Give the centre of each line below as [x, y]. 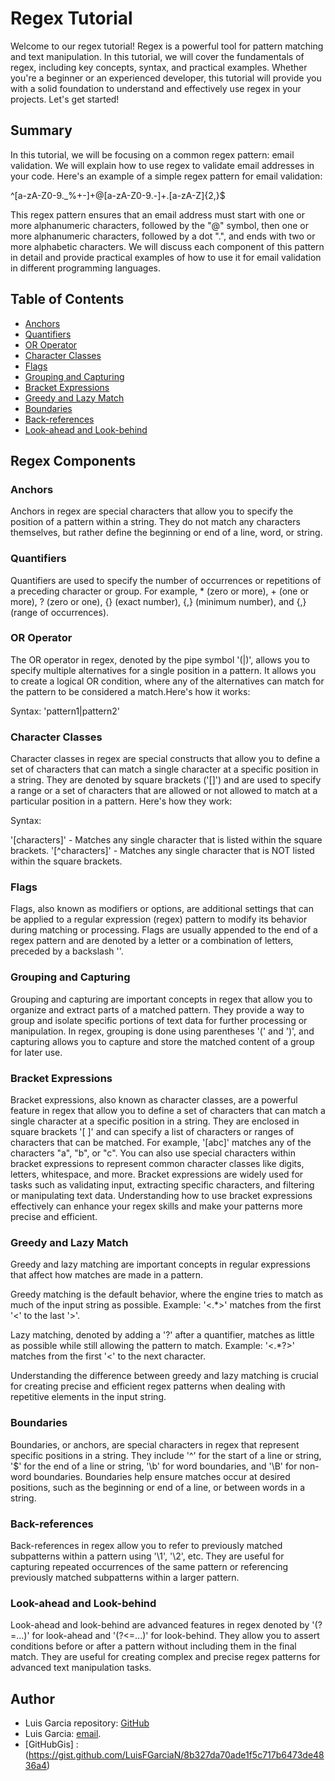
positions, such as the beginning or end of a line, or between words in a [158, 1487]
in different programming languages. [85, 268]
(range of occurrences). [60, 612]
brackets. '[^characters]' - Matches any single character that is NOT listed [162, 851]
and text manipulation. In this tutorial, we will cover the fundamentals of [157, 56]
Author [32, 1698]
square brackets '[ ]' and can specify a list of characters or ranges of [152, 1132]
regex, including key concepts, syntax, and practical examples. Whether [159, 67]
